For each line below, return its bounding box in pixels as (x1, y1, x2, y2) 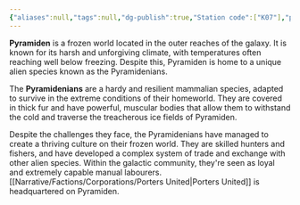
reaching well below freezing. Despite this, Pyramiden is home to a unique (9, 56, 282, 67)
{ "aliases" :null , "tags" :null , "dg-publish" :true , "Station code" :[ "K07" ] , (9, 12, 286, 22)
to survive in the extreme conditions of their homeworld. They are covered (9, 93, 283, 103)
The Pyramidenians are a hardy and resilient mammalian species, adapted (9, 83, 284, 94)
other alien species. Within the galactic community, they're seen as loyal (9, 157, 275, 168)
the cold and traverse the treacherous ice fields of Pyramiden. (9, 111, 237, 122)
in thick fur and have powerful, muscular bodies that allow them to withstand (9, 102, 291, 112)
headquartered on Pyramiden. (9, 185, 120, 196)
